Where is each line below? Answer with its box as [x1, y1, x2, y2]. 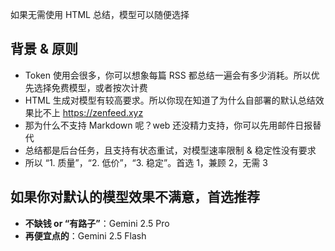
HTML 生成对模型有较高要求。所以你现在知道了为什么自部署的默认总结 [24, 94, 316, 106]
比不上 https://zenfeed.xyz [33, 106, 144, 118]
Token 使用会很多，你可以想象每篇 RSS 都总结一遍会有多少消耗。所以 [24, 69, 312, 81]
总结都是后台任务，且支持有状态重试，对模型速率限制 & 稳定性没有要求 [24, 144, 317, 156]
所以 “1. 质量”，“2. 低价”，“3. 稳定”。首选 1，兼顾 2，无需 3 [24, 156, 268, 168]
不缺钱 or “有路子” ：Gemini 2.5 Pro [24, 217, 170, 229]
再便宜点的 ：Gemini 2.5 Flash [24, 229, 147, 242]
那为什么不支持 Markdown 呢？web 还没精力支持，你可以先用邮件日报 [24, 119, 313, 131]
